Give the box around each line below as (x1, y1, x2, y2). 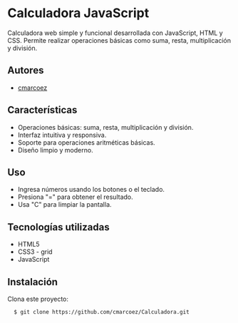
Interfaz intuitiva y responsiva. (17, 130, 107, 139)
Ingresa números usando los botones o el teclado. (17, 185, 165, 194)
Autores (7, 64, 44, 76)
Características (7, 104, 78, 116)
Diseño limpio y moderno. (17, 145, 94, 154)
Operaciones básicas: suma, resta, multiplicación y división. (17, 123, 194, 131)
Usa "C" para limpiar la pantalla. (17, 200, 112, 209)
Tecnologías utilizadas (7, 221, 110, 233)
